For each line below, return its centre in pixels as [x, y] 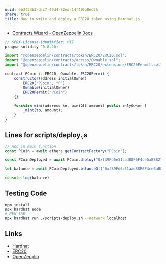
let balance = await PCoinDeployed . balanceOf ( [54, 169]
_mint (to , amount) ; [43, 110]
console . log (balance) [27, 178]
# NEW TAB [15, 214]
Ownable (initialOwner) [46, 88]
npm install [17, 205]
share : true [17, 14]
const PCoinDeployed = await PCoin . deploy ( [51, 160]
